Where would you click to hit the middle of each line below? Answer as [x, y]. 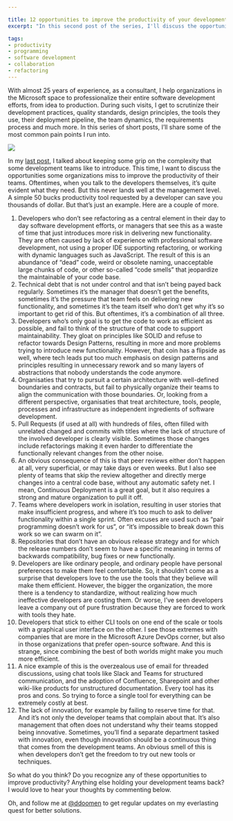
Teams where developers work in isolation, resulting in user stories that [119, 504]
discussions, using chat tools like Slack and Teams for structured [110, 673]
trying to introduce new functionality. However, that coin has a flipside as [122, 350]
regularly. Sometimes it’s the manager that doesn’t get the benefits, [113, 292]
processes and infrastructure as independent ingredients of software [116, 409]
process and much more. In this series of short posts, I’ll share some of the [114, 127]
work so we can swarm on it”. [60, 534]
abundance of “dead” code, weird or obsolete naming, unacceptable [115, 262]
